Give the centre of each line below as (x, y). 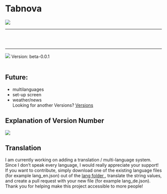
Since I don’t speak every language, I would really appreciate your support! (82, 165)
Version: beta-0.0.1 (30, 56)
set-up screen (27, 94)
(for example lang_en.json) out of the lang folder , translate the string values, (83, 176)
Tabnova (24, 9)
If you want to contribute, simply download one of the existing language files (83, 170)
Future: (17, 77)
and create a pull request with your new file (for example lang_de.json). (78, 181)
